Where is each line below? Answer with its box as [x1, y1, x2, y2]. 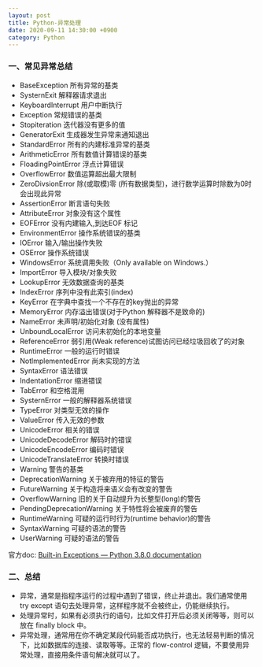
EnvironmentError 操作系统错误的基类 [19, 228, 142, 237]
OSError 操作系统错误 [19, 247, 90, 257]
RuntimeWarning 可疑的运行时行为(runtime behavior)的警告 [19, 513, 211, 523]
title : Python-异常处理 [8, 19, 81, 27]
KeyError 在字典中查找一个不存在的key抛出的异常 [19, 297, 179, 306]
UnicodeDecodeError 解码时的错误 [19, 435, 132, 444]
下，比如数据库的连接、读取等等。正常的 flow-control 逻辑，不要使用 [19, 639, 243, 650]
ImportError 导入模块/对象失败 [19, 267, 117, 276]
